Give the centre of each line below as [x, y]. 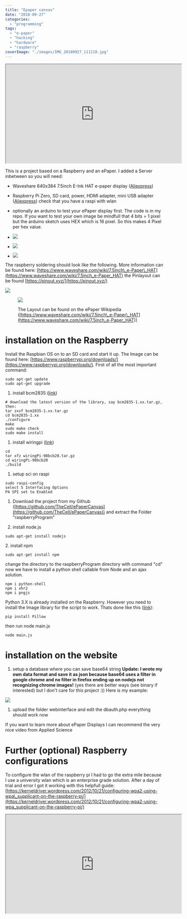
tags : [11, 29]
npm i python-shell [26, 584]
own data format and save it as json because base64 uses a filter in [84, 674]
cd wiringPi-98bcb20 [27, 460]
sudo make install [24, 433]
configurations [37, 761]
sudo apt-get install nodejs [36, 536]
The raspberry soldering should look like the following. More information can [84, 265]
